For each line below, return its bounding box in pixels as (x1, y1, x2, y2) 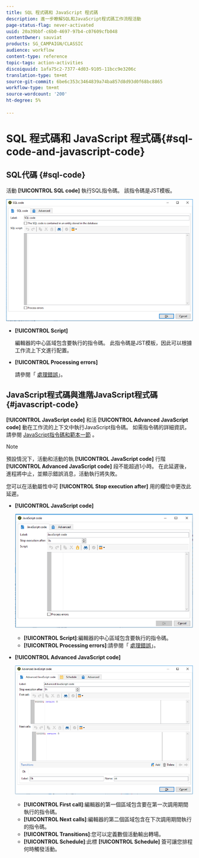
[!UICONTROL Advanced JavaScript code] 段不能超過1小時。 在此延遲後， (6, 463, 190, 470)
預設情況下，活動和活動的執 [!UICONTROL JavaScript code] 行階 (6, 455, 166, 462)
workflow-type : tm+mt (6, 85, 60, 91)
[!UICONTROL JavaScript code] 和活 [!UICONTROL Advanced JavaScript (6, 416, 188, 423)
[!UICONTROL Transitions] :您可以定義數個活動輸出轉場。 (23, 831, 165, 838)
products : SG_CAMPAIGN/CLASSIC (6, 41, 84, 47)
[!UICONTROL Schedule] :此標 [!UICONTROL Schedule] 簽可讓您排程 (23, 838, 193, 846)
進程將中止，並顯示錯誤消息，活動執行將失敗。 (6, 470, 120, 477)
